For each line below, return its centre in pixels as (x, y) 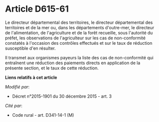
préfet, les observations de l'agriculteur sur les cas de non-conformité (75, 38)
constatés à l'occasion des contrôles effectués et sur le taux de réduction (79, 43)
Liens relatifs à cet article (31, 77)
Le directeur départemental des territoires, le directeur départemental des (79, 22)
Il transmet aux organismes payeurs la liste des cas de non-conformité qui (79, 57)
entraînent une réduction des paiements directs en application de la (73, 63)
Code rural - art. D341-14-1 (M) (43, 115)
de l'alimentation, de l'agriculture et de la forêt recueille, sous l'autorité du (79, 33)
